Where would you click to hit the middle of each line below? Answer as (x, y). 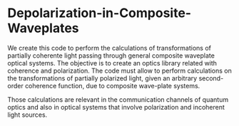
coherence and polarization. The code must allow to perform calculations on (119, 70)
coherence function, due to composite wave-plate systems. (112, 85)
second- (211, 78)
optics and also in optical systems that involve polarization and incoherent (116, 107)
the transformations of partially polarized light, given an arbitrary (102, 78)
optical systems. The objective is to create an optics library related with (112, 63)
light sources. (27, 115)
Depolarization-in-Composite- (99, 13)
